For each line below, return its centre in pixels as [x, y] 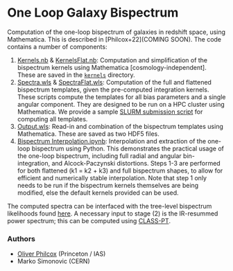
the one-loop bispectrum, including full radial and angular [99, 156]
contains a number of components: [57, 46]
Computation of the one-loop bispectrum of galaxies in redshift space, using [116, 32]
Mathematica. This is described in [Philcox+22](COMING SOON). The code [114, 39]
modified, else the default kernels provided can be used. [98, 193]
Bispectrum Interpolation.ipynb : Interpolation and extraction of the [112, 141]
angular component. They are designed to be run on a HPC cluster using [121, 104]
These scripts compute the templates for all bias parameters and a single [121, 97]
